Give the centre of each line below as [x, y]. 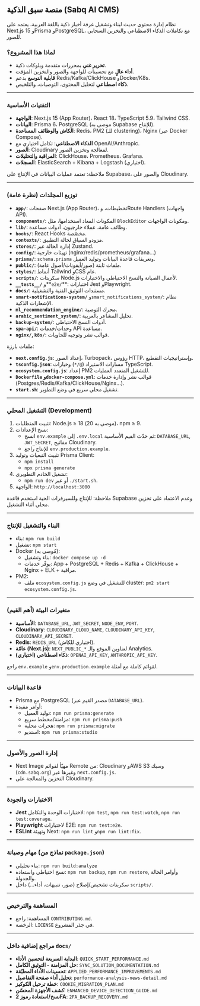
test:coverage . [34, 819]
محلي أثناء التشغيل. [28, 504]
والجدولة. [26, 878]
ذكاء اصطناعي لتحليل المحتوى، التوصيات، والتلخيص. [72, 84]
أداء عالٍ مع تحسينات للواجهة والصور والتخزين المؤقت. [74, 71]
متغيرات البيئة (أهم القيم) [39, 610]
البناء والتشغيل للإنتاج [33, 525]
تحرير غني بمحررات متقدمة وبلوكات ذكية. [61, 66]
